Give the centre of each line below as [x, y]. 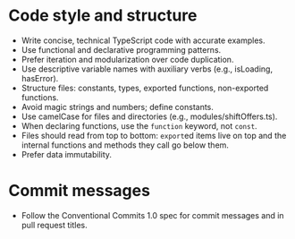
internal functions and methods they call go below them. [125, 145]
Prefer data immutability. [67, 154]
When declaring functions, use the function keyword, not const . [139, 125]
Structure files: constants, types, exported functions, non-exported [145, 88]
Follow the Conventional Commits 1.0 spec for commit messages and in [152, 215]
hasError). [40, 78]
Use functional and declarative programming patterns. [121, 49]
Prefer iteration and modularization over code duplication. [127, 59]
